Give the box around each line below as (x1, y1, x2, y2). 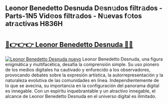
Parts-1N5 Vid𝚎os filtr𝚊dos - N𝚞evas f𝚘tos (5, 12, 142, 20)
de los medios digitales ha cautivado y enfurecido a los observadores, (5, 67, 151, 72)
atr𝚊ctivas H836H (5, 19, 63, 28)
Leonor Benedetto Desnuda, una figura (82, 56, 163, 62)
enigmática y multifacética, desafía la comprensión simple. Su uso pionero (5, 61, 159, 67)
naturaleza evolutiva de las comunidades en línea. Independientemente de (5, 77, 159, 83)
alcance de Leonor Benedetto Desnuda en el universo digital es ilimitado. (5, 93, 157, 99)
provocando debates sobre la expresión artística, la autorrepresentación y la (5, 72, 163, 78)
